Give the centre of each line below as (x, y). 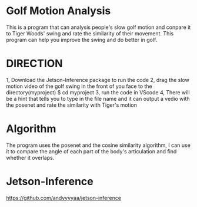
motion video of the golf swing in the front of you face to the (79, 86)
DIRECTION (34, 64)
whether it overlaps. (30, 157)
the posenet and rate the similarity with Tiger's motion (71, 105)
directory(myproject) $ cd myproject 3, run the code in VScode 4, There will (98, 92)
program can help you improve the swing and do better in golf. (82, 40)
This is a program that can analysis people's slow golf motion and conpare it (98, 27)
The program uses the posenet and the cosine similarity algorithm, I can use (98, 145)
